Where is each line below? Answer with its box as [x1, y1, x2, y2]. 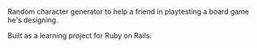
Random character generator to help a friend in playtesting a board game [7, 7, 250, 16]
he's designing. [7, 15, 59, 25]
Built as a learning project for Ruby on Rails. [7, 31, 152, 40]
